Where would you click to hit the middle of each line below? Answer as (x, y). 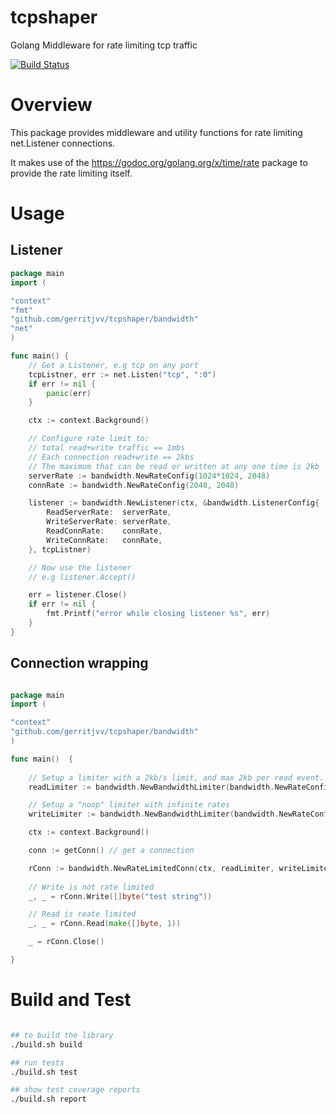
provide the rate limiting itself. (71, 173)
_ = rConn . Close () (66, 942)
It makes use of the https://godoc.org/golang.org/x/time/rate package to (159, 162)
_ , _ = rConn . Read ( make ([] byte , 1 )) (105, 924)
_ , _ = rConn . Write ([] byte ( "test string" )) (120, 896)
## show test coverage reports (75, 1090)
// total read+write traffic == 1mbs (107, 448)
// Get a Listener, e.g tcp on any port (113, 365)
